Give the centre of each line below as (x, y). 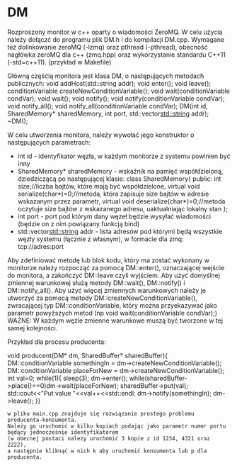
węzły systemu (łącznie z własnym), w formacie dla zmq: (100, 239)
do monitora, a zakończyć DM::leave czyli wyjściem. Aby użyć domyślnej (114, 275)
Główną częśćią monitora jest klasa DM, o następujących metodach (106, 76)
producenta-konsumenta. (42, 420)
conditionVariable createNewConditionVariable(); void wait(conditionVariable (118, 91)
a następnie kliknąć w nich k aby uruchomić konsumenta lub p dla (107, 451)
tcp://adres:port (41, 246)
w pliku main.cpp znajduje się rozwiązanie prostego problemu (101, 413)
